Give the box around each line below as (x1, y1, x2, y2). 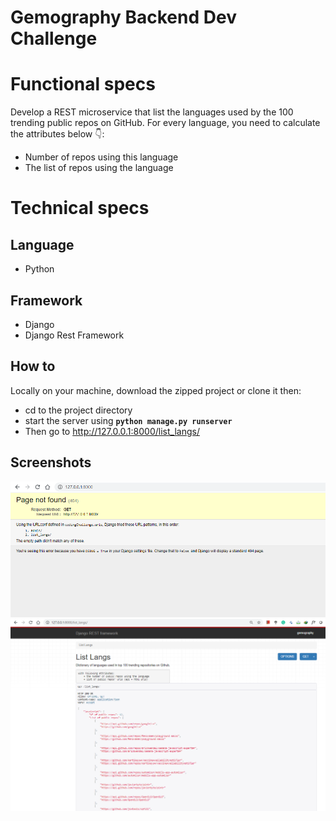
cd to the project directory (24, 404, 133, 416)
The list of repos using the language (24, 162, 174, 174)
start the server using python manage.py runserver (24, 414, 233, 426)
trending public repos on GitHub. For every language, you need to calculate (10, 117, 321, 129)
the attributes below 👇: (10, 128, 105, 140)
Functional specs (10, 73, 156, 96)
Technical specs (10, 197, 150, 220)
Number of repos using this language (24, 151, 179, 163)
